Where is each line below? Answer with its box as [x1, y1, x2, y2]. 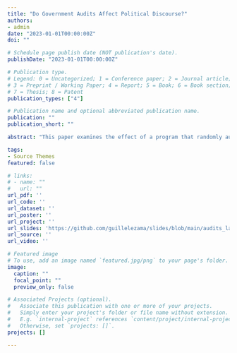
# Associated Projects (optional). [7, 296, 112, 304]
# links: [7, 172, 33, 179]
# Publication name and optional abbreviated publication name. [7, 107, 200, 115]
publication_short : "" [7, 121, 74, 128]
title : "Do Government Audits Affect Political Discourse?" [7, 10, 188, 18]
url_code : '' [7, 198, 46, 205]
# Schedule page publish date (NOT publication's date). [7, 49, 178, 56]
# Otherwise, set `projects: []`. [7, 322, 115, 329]
